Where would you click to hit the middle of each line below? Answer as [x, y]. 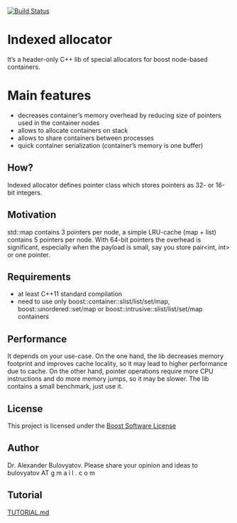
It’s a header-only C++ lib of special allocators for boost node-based [108, 59]
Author [23, 448]
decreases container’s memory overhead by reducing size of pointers [119, 115]
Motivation [32, 215]
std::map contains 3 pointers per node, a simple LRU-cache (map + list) [112, 232]
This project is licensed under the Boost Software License [92, 426]
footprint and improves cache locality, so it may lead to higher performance [117, 364]
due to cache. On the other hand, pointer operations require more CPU [111, 371]
